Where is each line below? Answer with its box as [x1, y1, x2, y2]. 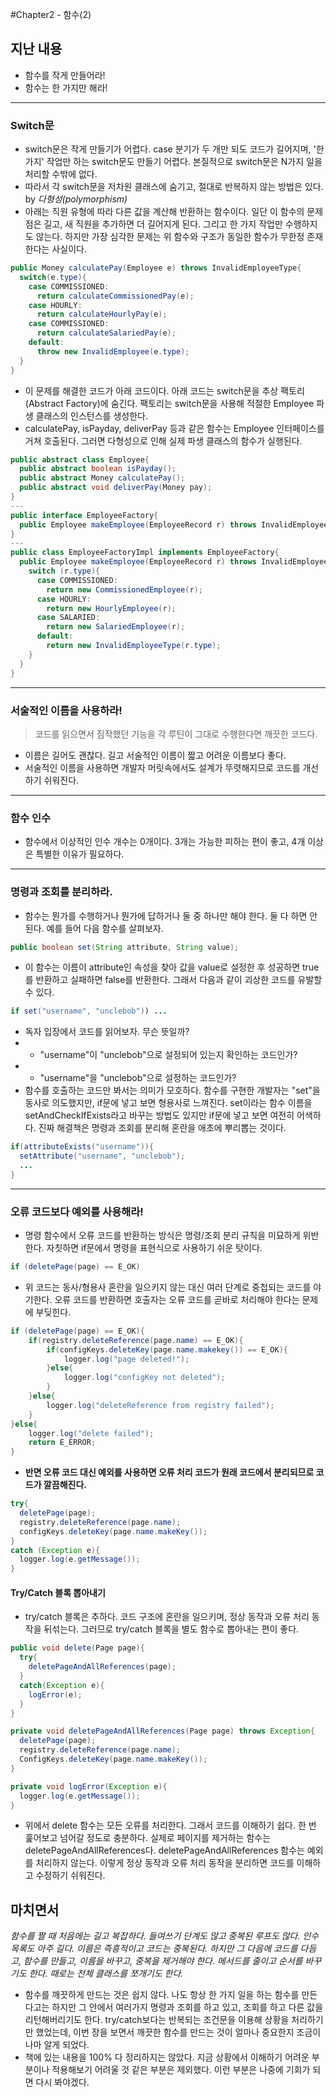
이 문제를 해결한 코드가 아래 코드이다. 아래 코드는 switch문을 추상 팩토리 [24, 384, 305, 397]
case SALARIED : [36, 613, 101, 623]
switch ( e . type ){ [19, 272, 87, 282]
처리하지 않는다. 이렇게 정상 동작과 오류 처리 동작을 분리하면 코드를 [35, 1857, 295, 1869]
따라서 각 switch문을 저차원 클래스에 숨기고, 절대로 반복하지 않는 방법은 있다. [24, 181, 324, 193]
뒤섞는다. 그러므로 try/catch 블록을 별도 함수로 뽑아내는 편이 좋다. [43, 1623, 300, 1635]
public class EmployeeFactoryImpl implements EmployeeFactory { [10, 548, 280, 558]
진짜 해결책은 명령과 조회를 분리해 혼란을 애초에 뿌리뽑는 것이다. [38, 1122, 287, 1134]
